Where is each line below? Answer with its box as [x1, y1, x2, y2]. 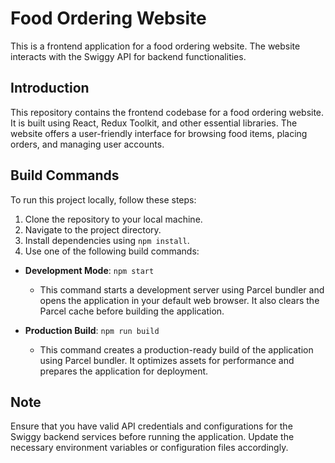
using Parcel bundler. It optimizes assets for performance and [39, 354, 295, 366]
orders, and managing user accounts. [10, 138, 165, 150]
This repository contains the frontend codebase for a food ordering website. [10, 106, 325, 118]
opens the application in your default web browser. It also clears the [39, 294, 320, 306]
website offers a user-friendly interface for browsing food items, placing [10, 127, 308, 139]
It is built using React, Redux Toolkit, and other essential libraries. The [10, 117, 298, 129]
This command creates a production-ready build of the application [39, 343, 314, 356]
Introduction [10, 80, 90, 97]
